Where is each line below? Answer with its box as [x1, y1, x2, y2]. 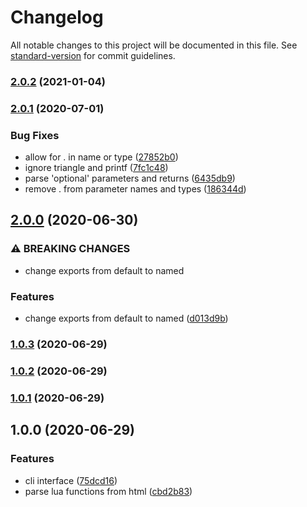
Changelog [10, 6, 104, 29]
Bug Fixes [10, 128, 60, 142]
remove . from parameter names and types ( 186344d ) [24, 183, 247, 195]
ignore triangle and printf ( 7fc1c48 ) [24, 162, 169, 174]
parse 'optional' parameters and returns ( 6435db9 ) [24, 172, 236, 185]
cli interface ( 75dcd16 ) [24, 474, 118, 486]
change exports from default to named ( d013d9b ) [24, 312, 229, 325]
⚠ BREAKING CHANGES [10, 242, 131, 256]
